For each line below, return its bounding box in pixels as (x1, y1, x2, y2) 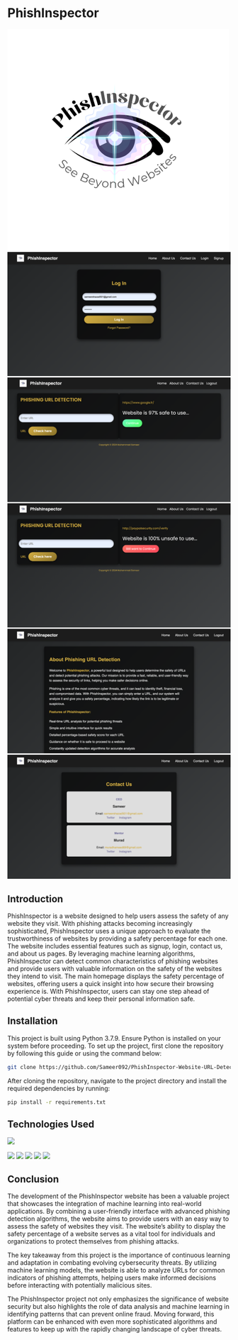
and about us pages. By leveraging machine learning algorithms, (7, 949, 195, 958)
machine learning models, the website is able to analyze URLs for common (7, 1266, 225, 1275)
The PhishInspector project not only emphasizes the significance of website (7, 1295, 229, 1303)
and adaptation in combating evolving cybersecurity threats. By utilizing (7, 1258, 217, 1267)
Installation (7, 1015, 58, 1027)
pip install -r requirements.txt (7, 1098, 106, 1106)
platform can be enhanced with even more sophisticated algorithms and (7, 1317, 217, 1326)
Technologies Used (7, 1118, 94, 1130)
